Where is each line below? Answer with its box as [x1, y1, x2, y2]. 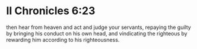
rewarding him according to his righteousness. [6, 36, 120, 43]
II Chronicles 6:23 [6, 4, 96, 18]
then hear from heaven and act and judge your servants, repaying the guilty [6, 24, 191, 31]
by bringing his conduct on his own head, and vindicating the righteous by [6, 30, 188, 37]
